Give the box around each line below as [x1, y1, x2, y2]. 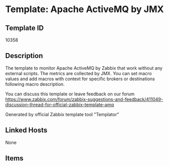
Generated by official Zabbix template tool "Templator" [5, 111, 119, 117]
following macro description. [5, 81, 65, 87]
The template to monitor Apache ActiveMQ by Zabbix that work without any [5, 65, 163, 71]
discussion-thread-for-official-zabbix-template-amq [5, 101, 114, 107]
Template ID [5, 24, 44, 32]
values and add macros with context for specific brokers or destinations [5, 76, 155, 82]
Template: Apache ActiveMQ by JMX [5, 4, 164, 15]
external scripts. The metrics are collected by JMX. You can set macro [5, 70, 152, 76]
